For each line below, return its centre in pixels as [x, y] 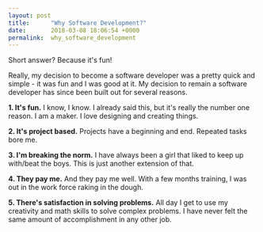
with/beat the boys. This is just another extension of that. [101, 164]
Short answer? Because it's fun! [60, 60]
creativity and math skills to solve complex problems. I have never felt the [128, 211]
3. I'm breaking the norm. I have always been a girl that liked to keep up [126, 155]
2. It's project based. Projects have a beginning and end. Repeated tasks [128, 131]
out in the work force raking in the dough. [76, 188]
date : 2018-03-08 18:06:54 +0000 [74, 30]
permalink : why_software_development [72, 38]
